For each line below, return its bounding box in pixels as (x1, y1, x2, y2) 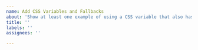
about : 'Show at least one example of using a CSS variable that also (6, 14, 183, 20)
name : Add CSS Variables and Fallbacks (6, 8, 104, 15)
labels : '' (6, 24, 33, 31)
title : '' (6, 19, 31, 25)
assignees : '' (6, 30, 41, 36)
